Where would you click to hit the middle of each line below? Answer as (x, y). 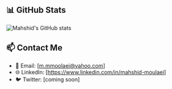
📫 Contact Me (35, 48)
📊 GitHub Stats (36, 10)
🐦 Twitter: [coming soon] (47, 79)
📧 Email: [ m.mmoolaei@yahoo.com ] (60, 65)
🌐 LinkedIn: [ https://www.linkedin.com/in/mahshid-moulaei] (91, 72)
